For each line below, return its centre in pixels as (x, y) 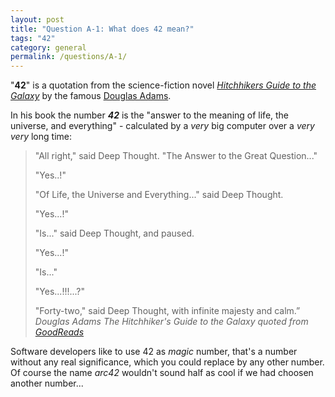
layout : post (37, 19)
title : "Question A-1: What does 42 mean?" (102, 29)
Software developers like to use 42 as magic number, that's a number (154, 352)
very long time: (41, 137)
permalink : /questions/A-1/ (69, 57)
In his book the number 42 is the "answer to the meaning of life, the (150, 115)
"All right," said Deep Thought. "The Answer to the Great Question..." (176, 156)
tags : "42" (33, 38)
